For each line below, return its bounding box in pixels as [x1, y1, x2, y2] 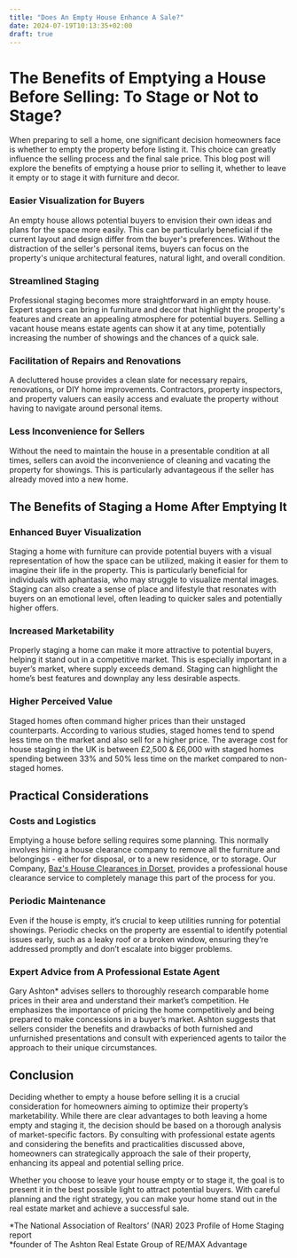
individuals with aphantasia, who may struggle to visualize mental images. [9, 574, 279, 586]
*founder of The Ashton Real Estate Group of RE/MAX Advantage [9, 1238, 248, 1249]
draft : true [9, 29, 53, 38]
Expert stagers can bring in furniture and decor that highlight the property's [9, 303, 285, 315]
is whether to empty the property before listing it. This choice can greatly [9, 144, 277, 155]
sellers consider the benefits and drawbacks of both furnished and [9, 1024, 254, 1034]
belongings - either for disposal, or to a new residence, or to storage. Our [9, 853, 277, 865]
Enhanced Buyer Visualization [9, 525, 142, 538]
